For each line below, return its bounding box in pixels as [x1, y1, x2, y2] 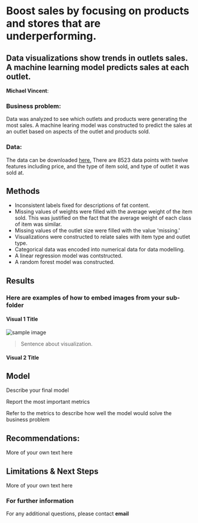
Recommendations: [6, 433, 80, 443]
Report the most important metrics [6, 398, 90, 406]
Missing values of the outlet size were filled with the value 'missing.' [14, 227, 180, 234]
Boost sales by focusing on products [6, 4, 190, 18]
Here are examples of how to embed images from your [6, 294, 165, 302]
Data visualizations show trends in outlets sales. [6, 53, 188, 63]
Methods [6, 186, 40, 196]
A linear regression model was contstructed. [14, 252, 123, 259]
